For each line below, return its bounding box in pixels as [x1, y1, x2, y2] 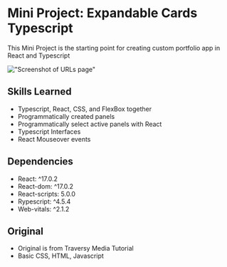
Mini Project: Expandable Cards [7, 5, 198, 21]
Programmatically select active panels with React [17, 120, 162, 128]
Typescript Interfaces [17, 127, 81, 136]
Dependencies [7, 155, 73, 168]
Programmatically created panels [17, 112, 115, 120]
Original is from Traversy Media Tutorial [17, 244, 134, 253]
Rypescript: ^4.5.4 [17, 197, 71, 206]
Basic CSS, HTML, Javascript [17, 251, 105, 261]
